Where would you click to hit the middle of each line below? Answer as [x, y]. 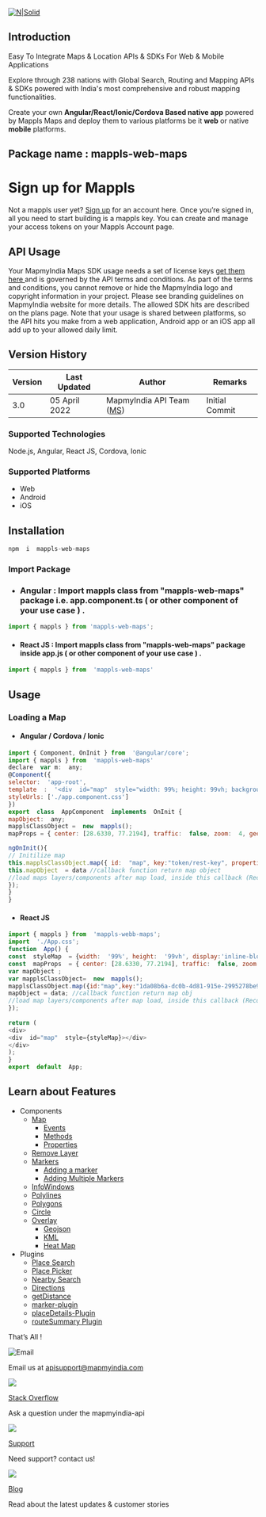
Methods [58, 1136]
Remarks [230, 382]
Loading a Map [37, 717]
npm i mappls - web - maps [49, 549]
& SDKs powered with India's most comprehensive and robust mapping [124, 88]
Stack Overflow [34, 1397]
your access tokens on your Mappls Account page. [91, 227]
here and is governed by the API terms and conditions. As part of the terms [131, 279]
